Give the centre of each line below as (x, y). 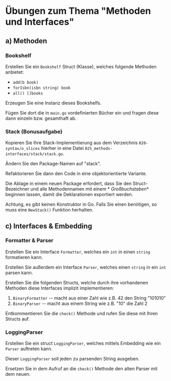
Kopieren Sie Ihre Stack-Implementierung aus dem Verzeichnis (71, 143)
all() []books (28, 93)
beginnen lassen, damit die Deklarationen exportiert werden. (69, 195)
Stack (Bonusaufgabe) (34, 131)
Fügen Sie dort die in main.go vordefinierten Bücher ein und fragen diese (82, 112)
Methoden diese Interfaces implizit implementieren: (60, 288)
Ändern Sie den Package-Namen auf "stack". (53, 164)
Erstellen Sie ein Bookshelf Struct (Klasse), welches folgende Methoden (81, 66)
